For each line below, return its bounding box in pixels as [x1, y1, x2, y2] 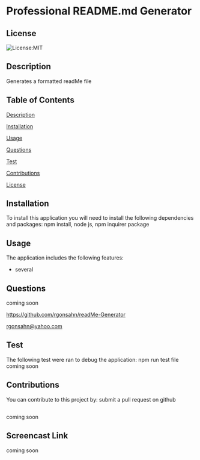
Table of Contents [6, 95, 75, 105]
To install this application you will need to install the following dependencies [6, 214, 194, 222]
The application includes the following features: [6, 254, 124, 261]
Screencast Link [6, 430, 68, 441]
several [14, 266, 34, 273]
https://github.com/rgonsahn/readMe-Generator [6, 311, 126, 319]
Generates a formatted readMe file [6, 77, 92, 85]
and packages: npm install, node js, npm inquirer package [6, 221, 150, 228]
